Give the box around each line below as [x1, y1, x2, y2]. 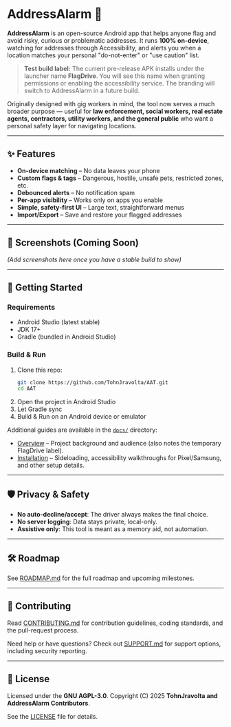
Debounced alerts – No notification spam [16, 188, 135, 197]
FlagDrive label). [16, 446, 64, 455]
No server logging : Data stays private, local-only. [16, 517, 158, 526]
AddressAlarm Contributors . [7, 699, 91, 707]
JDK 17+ [16, 326, 41, 334]
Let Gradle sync [16, 405, 63, 413]
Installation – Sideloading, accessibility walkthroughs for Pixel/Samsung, [16, 454, 222, 462]
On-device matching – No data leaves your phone [16, 166, 160, 175]
